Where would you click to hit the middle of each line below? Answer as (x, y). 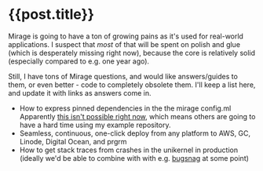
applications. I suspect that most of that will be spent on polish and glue (124, 44)
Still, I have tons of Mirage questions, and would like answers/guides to (123, 76)
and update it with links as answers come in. (80, 93)
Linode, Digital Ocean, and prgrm (73, 141)
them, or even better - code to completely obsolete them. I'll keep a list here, (132, 85)
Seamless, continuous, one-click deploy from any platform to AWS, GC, (135, 133)
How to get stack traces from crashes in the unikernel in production (128, 150)
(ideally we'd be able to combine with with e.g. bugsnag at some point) (134, 158)
